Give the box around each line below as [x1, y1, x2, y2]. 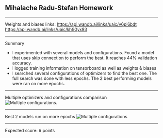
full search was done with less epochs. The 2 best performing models [12, 75, 152, 81]
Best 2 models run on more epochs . [5, 113, 129, 119]
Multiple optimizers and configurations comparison [5, 94, 107, 100]
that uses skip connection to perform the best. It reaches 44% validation [12, 55, 158, 61]
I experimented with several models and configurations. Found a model [12, 49, 154, 55]
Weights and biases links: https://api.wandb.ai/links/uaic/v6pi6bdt [5, 21, 137, 27]
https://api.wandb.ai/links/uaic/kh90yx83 [5, 26, 87, 32]
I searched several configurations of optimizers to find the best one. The [12, 70, 157, 76]
